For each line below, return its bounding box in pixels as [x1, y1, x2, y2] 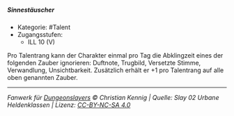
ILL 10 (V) [27, 38, 56, 46]
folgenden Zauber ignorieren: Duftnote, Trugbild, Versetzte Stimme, [7, 58, 201, 67]
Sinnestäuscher [7, 6, 54, 14]
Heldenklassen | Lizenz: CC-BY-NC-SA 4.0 [7, 101, 131, 109]
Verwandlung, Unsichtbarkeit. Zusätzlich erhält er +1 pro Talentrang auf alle [7, 66, 224, 74]
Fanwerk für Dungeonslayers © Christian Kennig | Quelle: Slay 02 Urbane [7, 93, 219, 101]
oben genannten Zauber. [7, 73, 78, 81]
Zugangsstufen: [17, 30, 63, 38]
